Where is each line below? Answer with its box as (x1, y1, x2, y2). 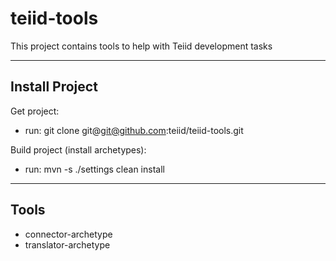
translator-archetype (24, 238, 111, 251)
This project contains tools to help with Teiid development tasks (10, 40, 273, 52)
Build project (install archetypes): (10, 143, 147, 156)
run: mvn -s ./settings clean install (24, 163, 165, 175)
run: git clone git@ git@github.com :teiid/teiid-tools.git (24, 124, 244, 136)
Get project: (10, 105, 60, 117)
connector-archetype (24, 228, 113, 240)
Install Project (10, 78, 98, 96)
